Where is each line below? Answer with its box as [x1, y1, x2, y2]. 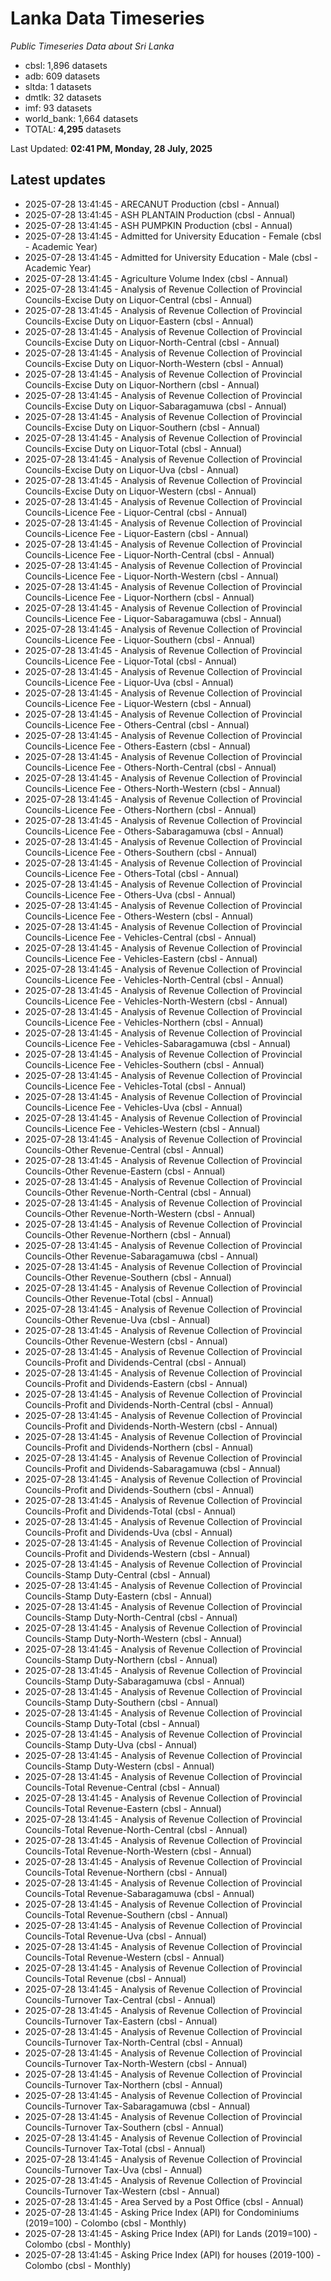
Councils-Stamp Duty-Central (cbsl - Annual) [24, 1568, 211, 1581]
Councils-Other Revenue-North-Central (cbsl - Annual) [24, 1186, 252, 1198]
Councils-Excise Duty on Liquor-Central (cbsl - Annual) [24, 293, 253, 306]
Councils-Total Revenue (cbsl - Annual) [24, 1972, 187, 1984]
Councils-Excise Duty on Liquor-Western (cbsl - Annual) [24, 485, 257, 497]
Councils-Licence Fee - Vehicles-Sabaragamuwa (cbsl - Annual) [24, 1037, 292, 1049]
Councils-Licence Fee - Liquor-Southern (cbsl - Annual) [24, 633, 256, 646]
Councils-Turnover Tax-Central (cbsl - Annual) [24, 1993, 217, 2006]
